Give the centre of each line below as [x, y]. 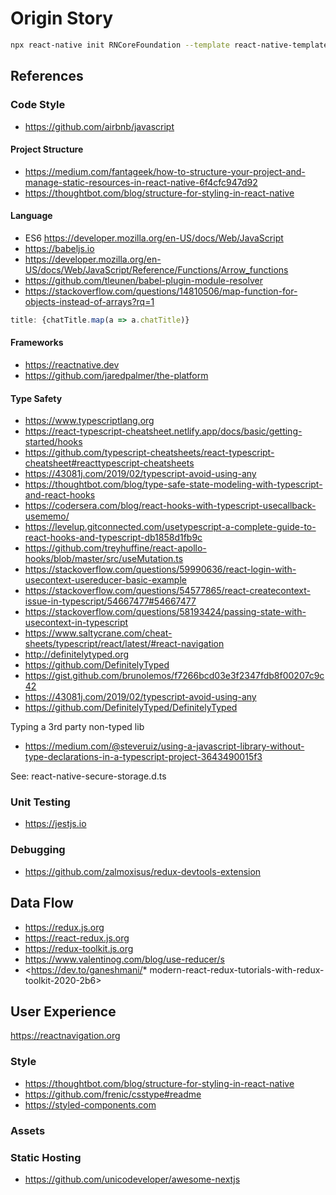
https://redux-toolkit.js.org [79, 948]
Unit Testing [40, 802]
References [47, 76]
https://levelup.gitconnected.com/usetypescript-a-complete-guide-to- [170, 527]
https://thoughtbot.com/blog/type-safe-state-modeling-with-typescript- [173, 484]
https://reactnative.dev [72, 364]
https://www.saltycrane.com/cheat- [98, 633]
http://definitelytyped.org [77, 654]
